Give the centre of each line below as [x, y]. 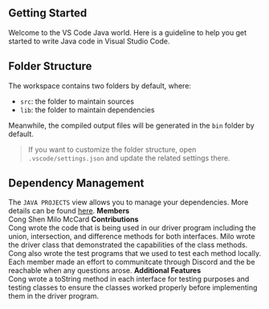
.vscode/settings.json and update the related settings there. [129, 158]
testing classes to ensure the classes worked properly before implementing [133, 287]
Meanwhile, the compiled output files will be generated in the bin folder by [131, 125]
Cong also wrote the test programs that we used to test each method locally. [135, 254]
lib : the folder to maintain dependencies [87, 110]
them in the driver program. [54, 296]
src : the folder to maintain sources [77, 101]
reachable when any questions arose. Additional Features [105, 270]
